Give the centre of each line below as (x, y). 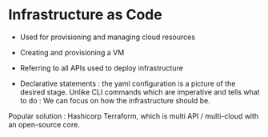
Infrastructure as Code (85, 15)
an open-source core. (44, 124)
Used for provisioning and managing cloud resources (108, 37)
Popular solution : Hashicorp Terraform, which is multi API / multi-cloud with (134, 116)
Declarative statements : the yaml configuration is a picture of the (128, 83)
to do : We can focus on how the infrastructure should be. (115, 100)
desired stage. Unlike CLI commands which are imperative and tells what (140, 92)
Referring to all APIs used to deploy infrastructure (102, 68)
